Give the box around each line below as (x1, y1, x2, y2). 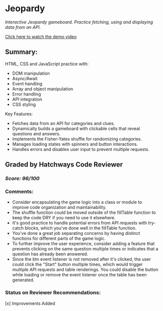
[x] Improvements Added (5, 300, 55, 306)
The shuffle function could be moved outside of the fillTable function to (12, 209, 156, 215)
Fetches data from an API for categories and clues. (12, 120, 115, 126)
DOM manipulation (12, 70, 50, 76)
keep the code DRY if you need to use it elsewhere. (12, 215, 116, 221)
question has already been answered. (12, 251, 88, 257)
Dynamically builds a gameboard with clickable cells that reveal (12, 125, 140, 131)
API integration (12, 96, 43, 102)
